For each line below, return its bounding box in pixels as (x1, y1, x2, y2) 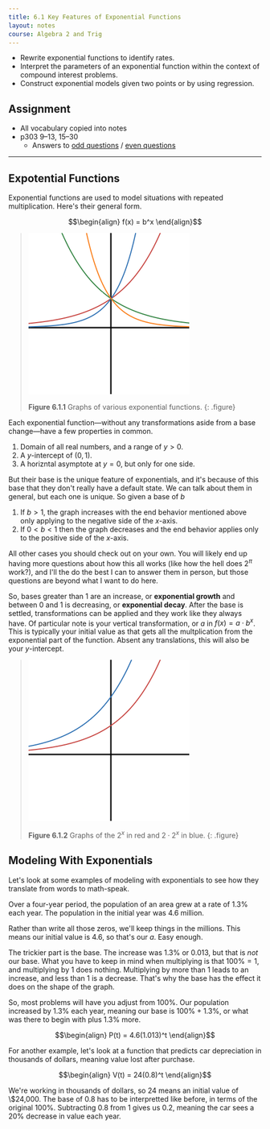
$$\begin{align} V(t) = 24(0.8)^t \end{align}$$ (59, 1069, 211, 1079)
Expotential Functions (8, 172, 121, 185)
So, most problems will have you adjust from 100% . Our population (8, 997, 229, 1007)
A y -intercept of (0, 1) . (19, 451, 92, 460)
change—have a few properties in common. (8, 427, 153, 436)
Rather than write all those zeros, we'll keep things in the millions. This (8, 923, 241, 933)
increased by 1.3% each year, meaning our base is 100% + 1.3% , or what (8, 1006, 249, 1015)
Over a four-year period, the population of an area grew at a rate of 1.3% (8, 899, 248, 909)
